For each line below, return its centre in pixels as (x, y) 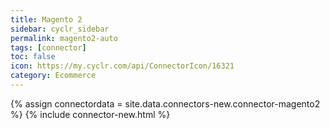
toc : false (33, 57)
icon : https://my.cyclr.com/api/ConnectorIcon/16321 (122, 66)
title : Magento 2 (46, 19)
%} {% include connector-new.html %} (90, 114)
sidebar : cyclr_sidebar (60, 29)
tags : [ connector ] (48, 47)
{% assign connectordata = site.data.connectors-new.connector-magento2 (165, 103)
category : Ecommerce (53, 76)
